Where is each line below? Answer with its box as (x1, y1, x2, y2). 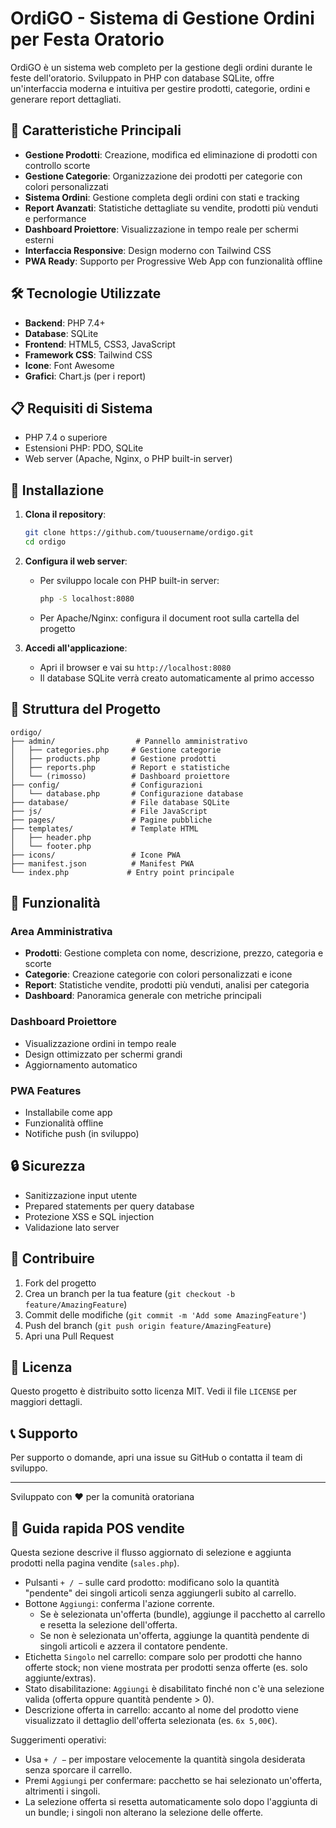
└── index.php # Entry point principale (10, 867, 235, 877)
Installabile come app (24, 1106, 113, 1118)
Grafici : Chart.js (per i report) (24, 370, 147, 382)
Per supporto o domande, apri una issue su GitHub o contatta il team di (10, 1452, 303, 1464)
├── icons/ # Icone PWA (10, 850, 182, 860)
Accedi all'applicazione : (24, 642, 128, 654)
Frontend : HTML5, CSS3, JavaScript (24, 338, 176, 350)
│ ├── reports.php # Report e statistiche (10, 762, 230, 772)
